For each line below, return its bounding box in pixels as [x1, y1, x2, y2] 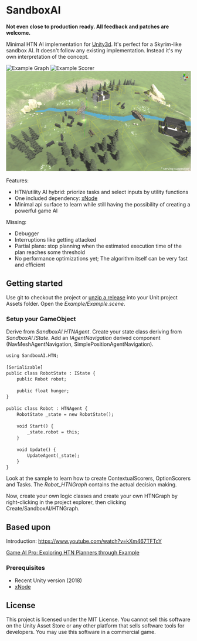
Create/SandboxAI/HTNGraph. [6, 505, 80, 512]
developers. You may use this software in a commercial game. [6, 629, 157, 636]
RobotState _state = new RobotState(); [16, 412, 114, 418]
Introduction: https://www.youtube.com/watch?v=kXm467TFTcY [6, 537, 162, 545]
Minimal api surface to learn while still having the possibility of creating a [14, 201, 191, 208]
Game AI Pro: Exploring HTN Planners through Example [6, 549, 140, 556]
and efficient [14, 261, 46, 268]
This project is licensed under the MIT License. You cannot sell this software [6, 616, 191, 623]
